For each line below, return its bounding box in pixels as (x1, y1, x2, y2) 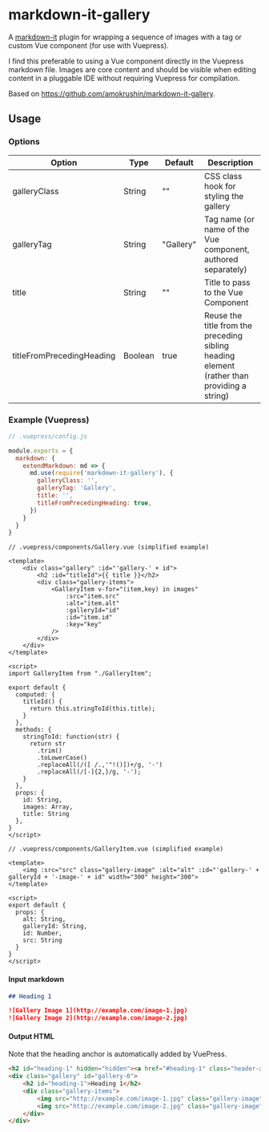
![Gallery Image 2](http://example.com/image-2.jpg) (8, 1014, 188, 1022)
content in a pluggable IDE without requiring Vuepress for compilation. (8, 73, 240, 83)
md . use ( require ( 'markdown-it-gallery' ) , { (29, 469, 174, 477)
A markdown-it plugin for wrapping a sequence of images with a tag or (8, 32, 243, 42)
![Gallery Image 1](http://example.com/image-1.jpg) (8, 1007, 188, 1015)
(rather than (203, 370, 250, 381)
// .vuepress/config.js (8, 432, 88, 440)
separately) (203, 263, 247, 274)
